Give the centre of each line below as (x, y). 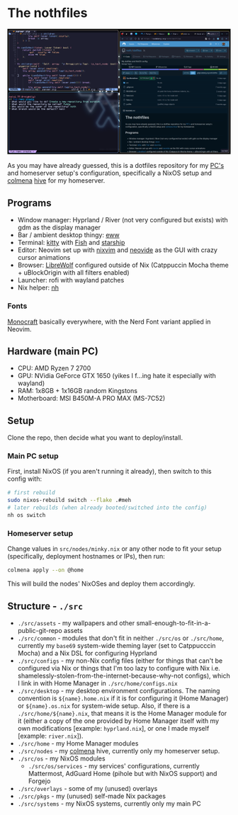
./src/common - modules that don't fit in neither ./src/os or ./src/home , (121, 638)
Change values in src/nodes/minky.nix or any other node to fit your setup (114, 549)
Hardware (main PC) (53, 351)
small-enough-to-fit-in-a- (174, 623)
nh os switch (27, 515)
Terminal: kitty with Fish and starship (71, 243)
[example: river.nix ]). (50, 736)
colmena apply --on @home (45, 570)
